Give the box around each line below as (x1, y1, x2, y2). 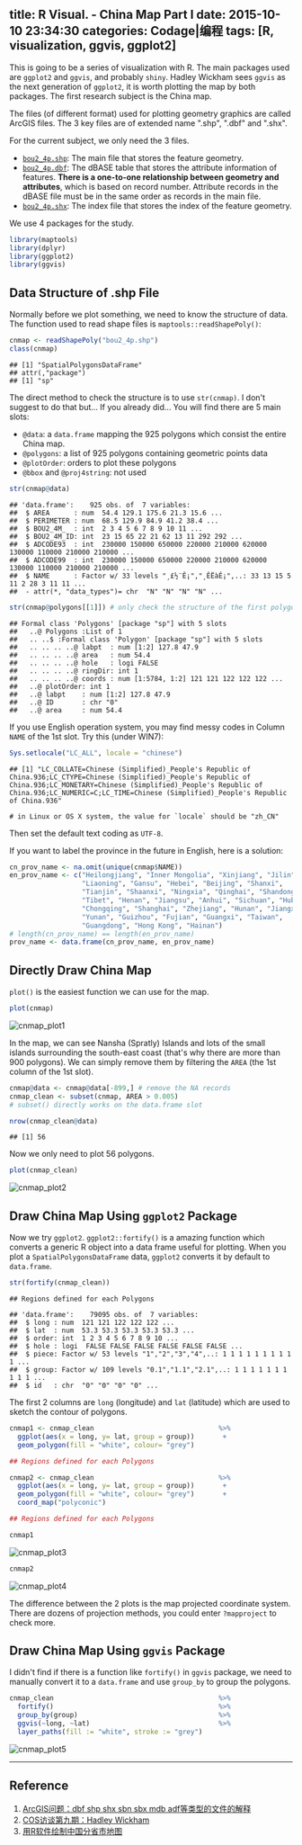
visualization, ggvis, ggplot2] (9, 38, 177, 53)
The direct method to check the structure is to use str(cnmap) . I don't (9, 391, 266, 403)
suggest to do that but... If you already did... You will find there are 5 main (9, 401, 281, 412)
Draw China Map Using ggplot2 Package (9, 1208, 238, 1223)
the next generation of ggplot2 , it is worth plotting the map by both (9, 81, 256, 92)
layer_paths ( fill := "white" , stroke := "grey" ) (17, 1727, 203, 1736)
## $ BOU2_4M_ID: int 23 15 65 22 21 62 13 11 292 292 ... (9, 532, 244, 541)
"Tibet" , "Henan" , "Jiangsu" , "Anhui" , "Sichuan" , (81, 896, 276, 905)
